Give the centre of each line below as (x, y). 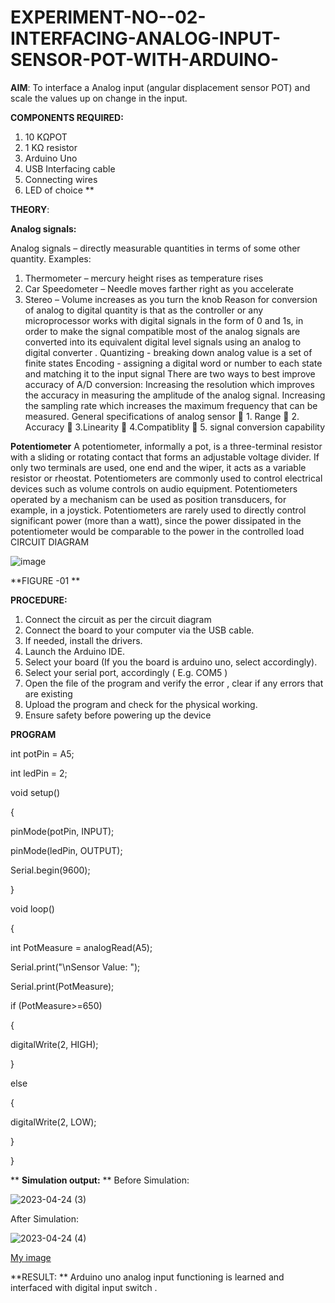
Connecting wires (61, 179)
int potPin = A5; (42, 753)
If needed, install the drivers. (83, 640)
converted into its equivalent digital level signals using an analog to (163, 342)
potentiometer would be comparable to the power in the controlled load (157, 531)
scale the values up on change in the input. (99, 98)
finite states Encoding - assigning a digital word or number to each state (173, 363)
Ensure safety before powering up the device (118, 715)
